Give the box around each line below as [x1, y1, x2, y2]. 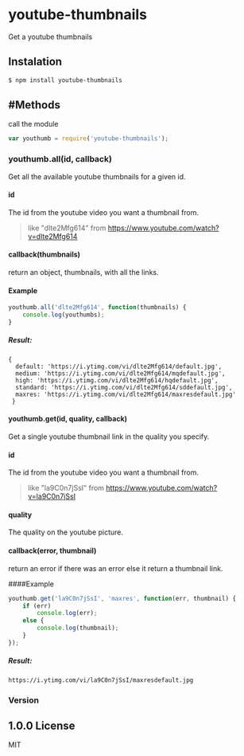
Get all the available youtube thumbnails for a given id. [8, 171, 186, 181]
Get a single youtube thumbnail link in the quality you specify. [8, 432, 210, 441]
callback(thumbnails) [8, 249, 81, 260]
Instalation [8, 55, 62, 69]
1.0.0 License [8, 719, 76, 733]
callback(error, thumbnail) [8, 546, 97, 555]
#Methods [8, 98, 61, 112]
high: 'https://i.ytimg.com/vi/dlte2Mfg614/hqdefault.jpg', [15, 376, 219, 384]
